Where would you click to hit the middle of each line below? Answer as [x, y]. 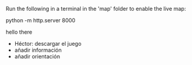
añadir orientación [37, 56]
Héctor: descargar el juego [48, 44]
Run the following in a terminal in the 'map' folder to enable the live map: [96, 9]
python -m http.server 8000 [41, 20]
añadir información [38, 50]
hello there [19, 32]
